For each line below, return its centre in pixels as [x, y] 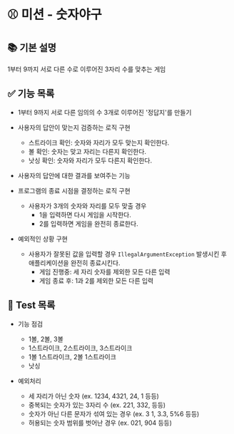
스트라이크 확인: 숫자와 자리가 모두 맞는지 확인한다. [99, 143]
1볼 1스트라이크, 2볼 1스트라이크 [72, 356]
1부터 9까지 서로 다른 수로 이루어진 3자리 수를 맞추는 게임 [87, 69]
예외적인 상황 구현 [42, 239]
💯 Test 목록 [31, 305]
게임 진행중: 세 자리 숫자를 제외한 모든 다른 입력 [105, 272]
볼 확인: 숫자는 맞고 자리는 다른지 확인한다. [87, 151]
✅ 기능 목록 [31, 94]
